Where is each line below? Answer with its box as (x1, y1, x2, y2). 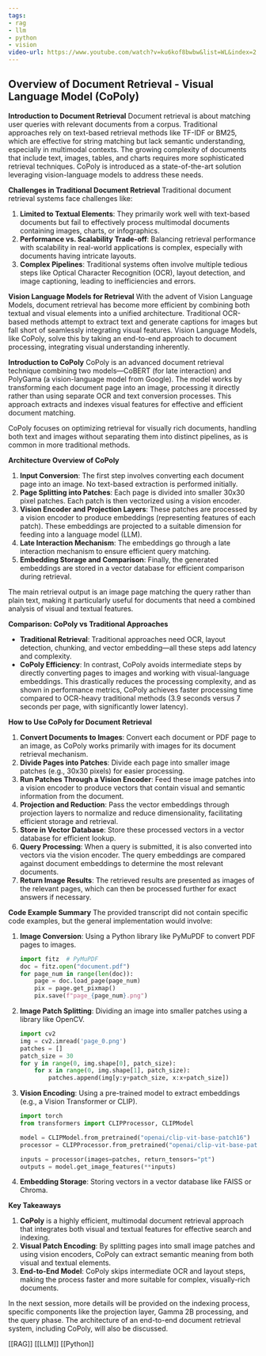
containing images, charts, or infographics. (19, 226, 160, 235)
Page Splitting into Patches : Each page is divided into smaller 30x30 (19, 488, 245, 497)
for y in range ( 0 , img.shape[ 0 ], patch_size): (19, 1059, 177, 1067)
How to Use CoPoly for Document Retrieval (8, 717, 152, 727)
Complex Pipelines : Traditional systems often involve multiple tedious (19, 259, 248, 269)
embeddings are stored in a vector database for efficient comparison (19, 563, 245, 572)
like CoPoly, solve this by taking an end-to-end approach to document (8, 333, 237, 343)
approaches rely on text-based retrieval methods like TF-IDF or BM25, (8, 127, 237, 137)
